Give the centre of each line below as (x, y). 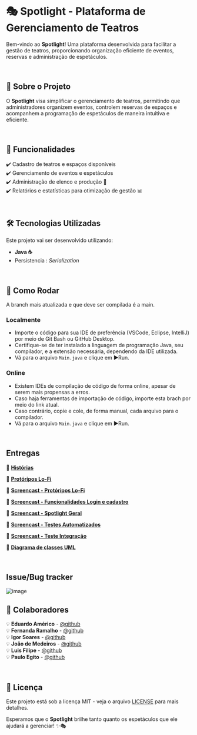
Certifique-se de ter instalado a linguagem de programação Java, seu (99, 345)
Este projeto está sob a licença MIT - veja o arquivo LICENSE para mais (92, 701)
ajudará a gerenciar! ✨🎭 (36, 726)
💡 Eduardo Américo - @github (43, 624)
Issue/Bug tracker (40, 577)
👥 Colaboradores (38, 610)
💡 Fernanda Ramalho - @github (45, 631)
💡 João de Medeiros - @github (44, 644)
